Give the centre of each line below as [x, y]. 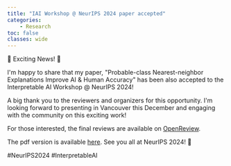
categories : [24, 20]
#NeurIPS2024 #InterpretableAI [53, 156]
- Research [35, 26]
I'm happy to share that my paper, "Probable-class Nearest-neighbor [105, 73]
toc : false [23, 33]
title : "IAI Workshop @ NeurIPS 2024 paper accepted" [87, 13]
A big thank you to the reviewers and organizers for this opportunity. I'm [110, 100]
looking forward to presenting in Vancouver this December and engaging [111, 108]
